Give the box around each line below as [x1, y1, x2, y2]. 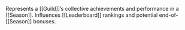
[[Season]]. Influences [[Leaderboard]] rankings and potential [5, 11, 158, 19]
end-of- [159, 11, 179, 19]
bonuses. [33, 18, 56, 25]
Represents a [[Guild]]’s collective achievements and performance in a [5, 5, 179, 12]
